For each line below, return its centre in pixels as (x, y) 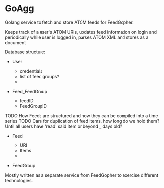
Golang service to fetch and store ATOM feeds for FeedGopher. (70, 22)
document (16, 42)
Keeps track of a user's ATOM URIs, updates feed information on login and (81, 32)
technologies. (19, 180)
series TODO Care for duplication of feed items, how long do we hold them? (82, 121)
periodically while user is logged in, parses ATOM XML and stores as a (77, 37)
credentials (31, 71)
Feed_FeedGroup (30, 91)
